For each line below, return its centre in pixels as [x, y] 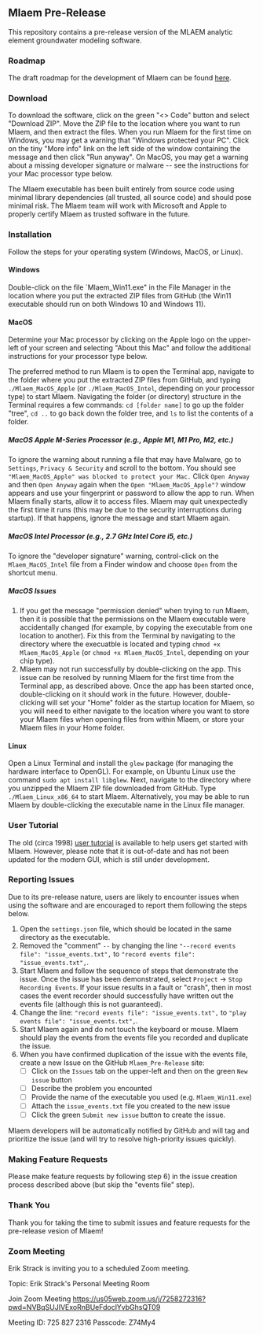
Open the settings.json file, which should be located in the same [125, 929]
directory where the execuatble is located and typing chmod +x [120, 644]
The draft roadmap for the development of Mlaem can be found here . [120, 78]
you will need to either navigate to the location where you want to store [134, 711]
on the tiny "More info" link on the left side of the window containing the [124, 149]
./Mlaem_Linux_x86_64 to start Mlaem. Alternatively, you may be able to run [129, 797]
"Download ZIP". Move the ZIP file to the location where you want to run [124, 124]
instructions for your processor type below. [78, 357]
